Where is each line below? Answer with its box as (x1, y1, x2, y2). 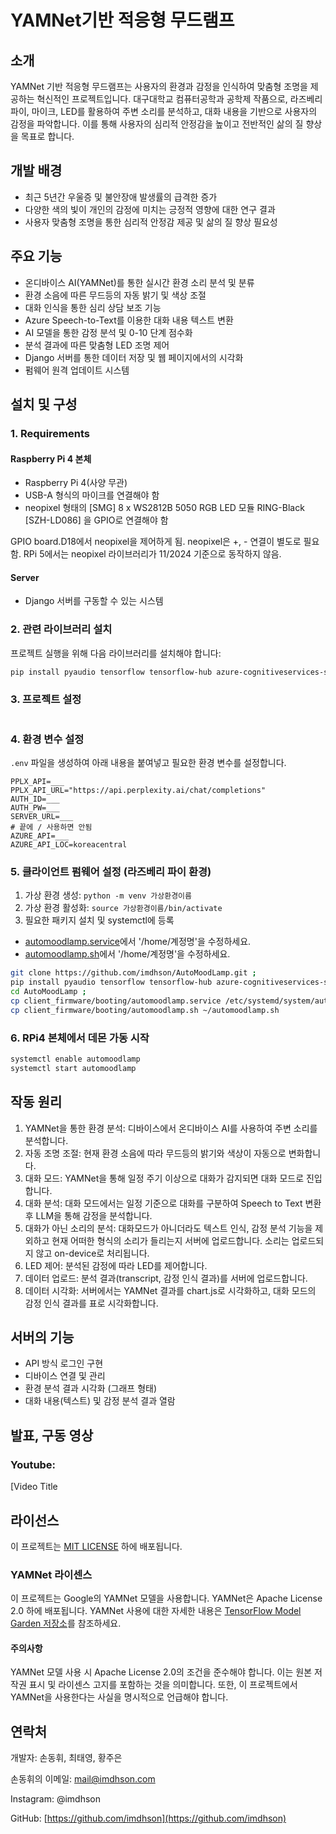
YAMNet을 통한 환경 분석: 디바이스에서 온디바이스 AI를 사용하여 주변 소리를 (24, 1122, 318, 1134)
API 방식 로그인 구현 (24, 1357, 104, 1370)
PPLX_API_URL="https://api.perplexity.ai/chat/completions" (10, 786, 267, 796)
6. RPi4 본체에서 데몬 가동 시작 (10, 1031, 150, 1045)
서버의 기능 (10, 1329, 75, 1346)
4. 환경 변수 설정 (10, 732, 85, 746)
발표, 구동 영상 (10, 1427, 94, 1444)
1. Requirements (10, 426, 91, 440)
